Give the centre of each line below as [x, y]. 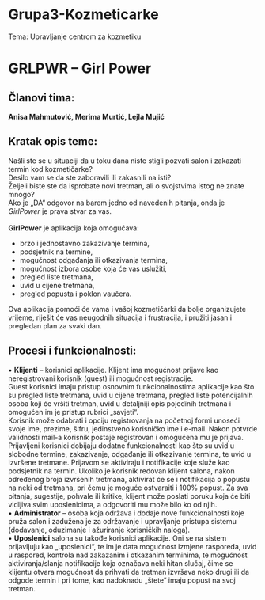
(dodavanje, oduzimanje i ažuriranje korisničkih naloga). [99, 530]
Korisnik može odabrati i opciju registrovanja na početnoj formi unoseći [124, 420]
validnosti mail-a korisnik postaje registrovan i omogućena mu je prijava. [126, 437]
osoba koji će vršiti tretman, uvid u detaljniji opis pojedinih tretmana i [120, 403]
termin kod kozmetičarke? [51, 169]
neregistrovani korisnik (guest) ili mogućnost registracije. [101, 378]
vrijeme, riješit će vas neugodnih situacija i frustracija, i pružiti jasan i [120, 317]
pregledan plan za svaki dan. [55, 325]
